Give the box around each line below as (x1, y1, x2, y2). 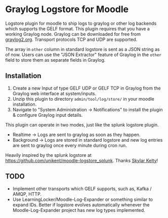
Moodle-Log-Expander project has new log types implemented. (12, 207, 145, 213)
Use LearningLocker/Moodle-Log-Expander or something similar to (12, 196, 153, 202)
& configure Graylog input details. (12, 112, 83, 118)
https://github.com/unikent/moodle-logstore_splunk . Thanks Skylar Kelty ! (5, 157, 158, 163)
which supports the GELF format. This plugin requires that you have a (5, 25, 150, 31)
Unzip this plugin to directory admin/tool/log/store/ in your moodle (12, 96, 154, 102)
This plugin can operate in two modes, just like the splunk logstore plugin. (5, 121, 159, 127)
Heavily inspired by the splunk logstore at (5, 152, 92, 158)
